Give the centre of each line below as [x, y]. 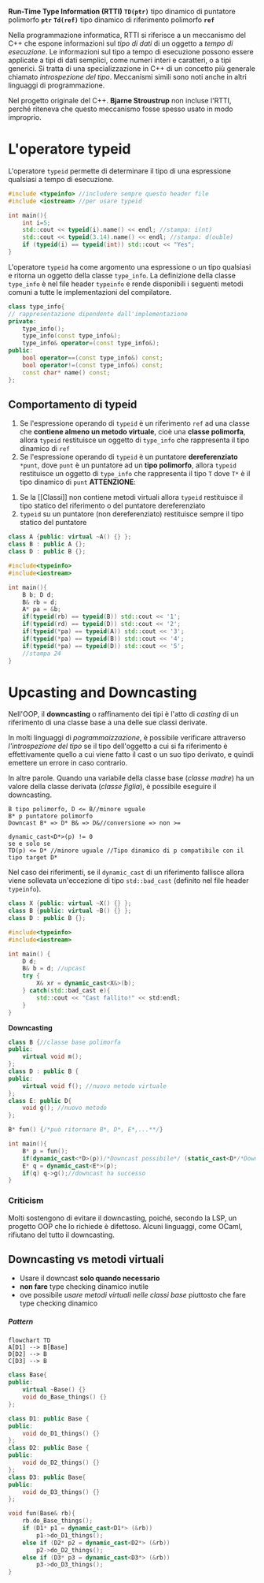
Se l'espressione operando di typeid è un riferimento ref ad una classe [134, 423]
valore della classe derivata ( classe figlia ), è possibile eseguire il [112, 787]
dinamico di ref [45, 449]
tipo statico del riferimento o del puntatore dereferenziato [112, 506]
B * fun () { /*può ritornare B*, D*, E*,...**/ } [86, 1130]
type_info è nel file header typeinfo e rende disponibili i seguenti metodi [126, 284]
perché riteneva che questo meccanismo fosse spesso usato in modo [121, 109]
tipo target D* [33, 858]
